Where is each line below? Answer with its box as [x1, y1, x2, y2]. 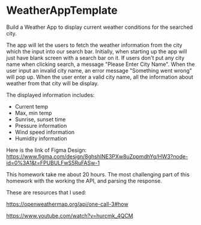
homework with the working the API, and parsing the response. [6, 177, 162, 184]
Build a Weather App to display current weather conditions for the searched [6, 23, 193, 31]
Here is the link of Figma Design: [6, 146, 87, 154]
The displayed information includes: [6, 91, 95, 98]
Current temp [14, 103, 49, 110]
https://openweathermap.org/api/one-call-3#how [6, 200, 129, 208]
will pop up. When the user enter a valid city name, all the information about [6, 73, 194, 80]
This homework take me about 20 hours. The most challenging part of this [6, 170, 190, 178]
